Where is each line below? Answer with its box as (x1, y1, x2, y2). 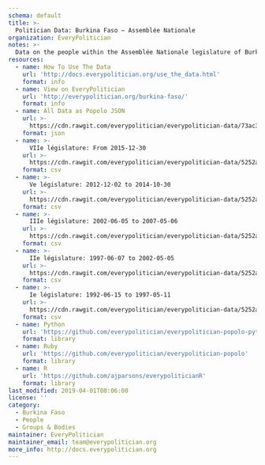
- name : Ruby (15, 342, 58, 350)
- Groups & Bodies (15, 423, 77, 431)
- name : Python (15, 320, 65, 328)
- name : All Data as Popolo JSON (15, 108, 125, 115)
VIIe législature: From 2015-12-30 (28, 144, 147, 152)
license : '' (8, 394, 47, 402)
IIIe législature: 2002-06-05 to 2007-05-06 (28, 217, 178, 225)
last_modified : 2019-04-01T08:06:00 (8, 387, 129, 395)
